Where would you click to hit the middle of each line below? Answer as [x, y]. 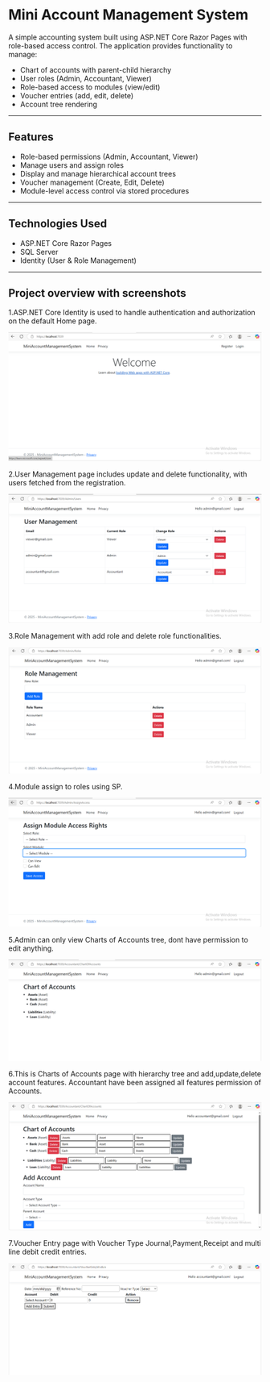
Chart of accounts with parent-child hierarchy [96, 69]
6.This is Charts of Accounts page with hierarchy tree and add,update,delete [135, 1074]
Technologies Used [57, 224]
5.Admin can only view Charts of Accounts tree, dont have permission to [129, 939]
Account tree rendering [59, 104]
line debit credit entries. [47, 1252]
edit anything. [31, 948]
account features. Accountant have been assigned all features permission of [135, 1083]
